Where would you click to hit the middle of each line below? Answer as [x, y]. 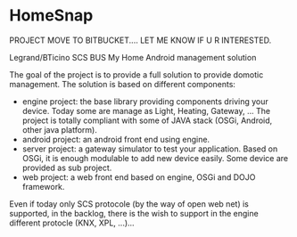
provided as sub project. [67, 168]
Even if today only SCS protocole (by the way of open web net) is [129, 204]
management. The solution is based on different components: [123, 84]
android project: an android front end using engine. [116, 139]
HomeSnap [51, 16]
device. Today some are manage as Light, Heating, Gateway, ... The [146, 110]
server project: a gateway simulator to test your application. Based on [150, 149]
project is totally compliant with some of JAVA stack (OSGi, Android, [147, 120]
